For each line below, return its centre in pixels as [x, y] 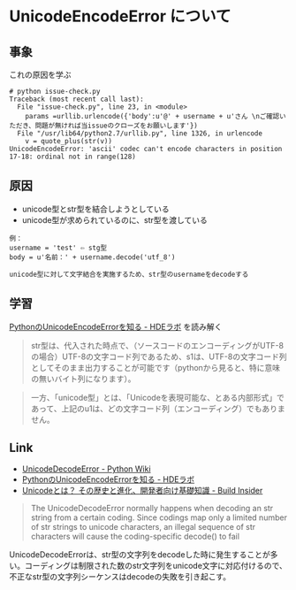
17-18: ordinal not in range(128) [73, 157]
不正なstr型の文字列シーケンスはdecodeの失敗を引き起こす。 [120, 577]
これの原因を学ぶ [40, 75]
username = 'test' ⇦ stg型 [58, 248]
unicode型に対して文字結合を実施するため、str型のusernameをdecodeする [129, 274]
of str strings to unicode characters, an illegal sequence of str [143, 527]
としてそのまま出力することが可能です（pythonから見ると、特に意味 [156, 367]
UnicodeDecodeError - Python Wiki [87, 469]
